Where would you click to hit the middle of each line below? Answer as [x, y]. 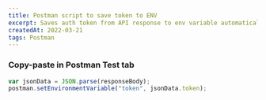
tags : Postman [32, 37]
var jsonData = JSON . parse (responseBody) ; [79, 81]
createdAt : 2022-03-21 [46, 30]
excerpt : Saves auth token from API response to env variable [113, 23]
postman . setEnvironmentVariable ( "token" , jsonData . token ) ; [108, 89]
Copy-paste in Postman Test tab [71, 65]
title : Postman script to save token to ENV [83, 15]
